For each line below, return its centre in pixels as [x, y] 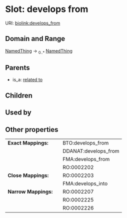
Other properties [32, 129]
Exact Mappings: [28, 142]
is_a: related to [27, 80]
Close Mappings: [28, 175]
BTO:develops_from [85, 142]
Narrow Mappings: [30, 191]
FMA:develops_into [85, 183]
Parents [17, 68]
